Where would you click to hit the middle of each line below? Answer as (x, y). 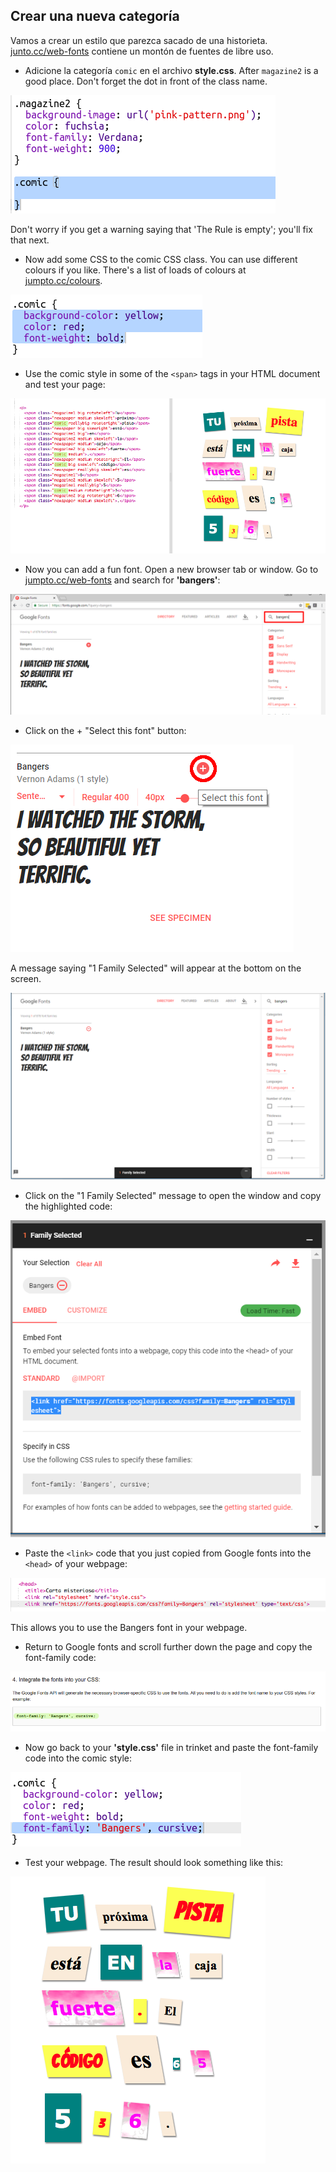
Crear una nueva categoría (95, 16)
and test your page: (65, 384)
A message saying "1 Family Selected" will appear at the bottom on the (156, 968)
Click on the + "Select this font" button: (105, 731)
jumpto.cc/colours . (63, 280)
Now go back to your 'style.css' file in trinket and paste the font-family (171, 1747)
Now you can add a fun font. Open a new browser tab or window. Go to (171, 570)
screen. (26, 979)
